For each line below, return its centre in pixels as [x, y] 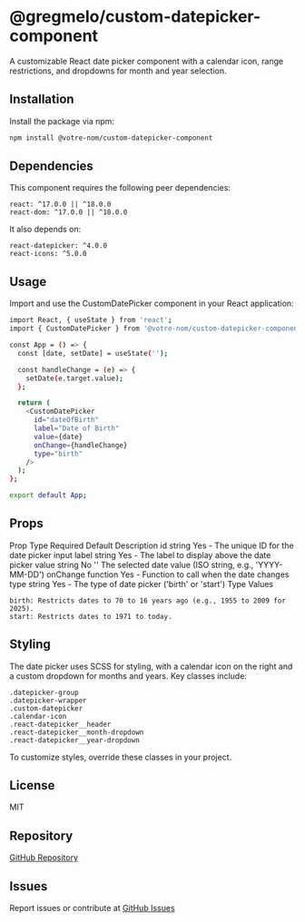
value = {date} [58, 436]
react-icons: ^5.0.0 [49, 254]
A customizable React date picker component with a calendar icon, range [147, 61]
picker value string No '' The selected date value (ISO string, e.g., [132, 564]
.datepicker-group [44, 692]
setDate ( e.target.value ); [75, 378]
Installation [42, 99]
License [32, 785]
